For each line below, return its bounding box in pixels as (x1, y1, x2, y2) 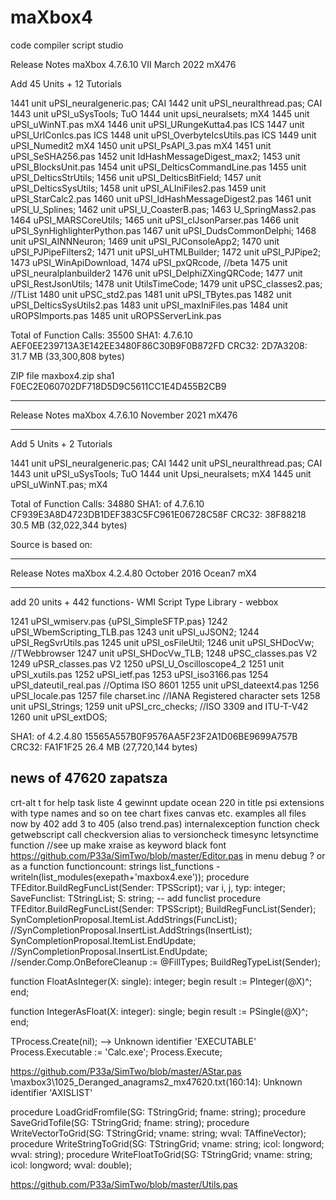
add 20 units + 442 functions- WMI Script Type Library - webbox (10, 596, 279, 608)
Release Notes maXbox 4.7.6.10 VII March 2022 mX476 (10, 58, 237, 70)
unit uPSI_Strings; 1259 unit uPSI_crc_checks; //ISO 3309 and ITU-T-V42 (10, 700, 309, 712)
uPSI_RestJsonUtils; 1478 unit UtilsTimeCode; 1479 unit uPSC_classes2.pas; (10, 277, 323, 290)
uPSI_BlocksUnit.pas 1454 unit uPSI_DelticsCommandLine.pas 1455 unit (10, 161, 307, 173)
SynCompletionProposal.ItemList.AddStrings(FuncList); (10, 913, 238, 925)
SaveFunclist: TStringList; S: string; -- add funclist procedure (10, 892, 262, 904)
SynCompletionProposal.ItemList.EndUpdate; (10, 934, 197, 946)
